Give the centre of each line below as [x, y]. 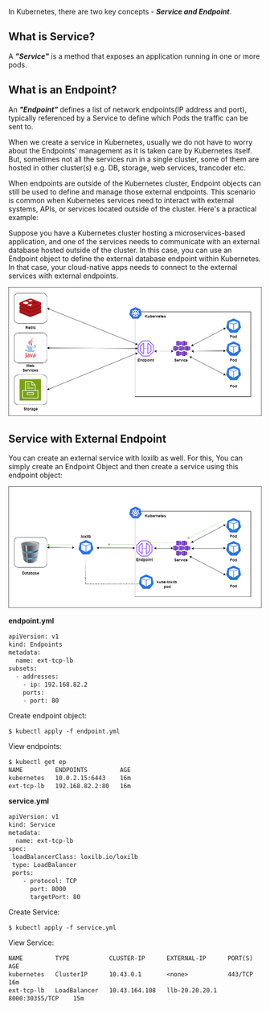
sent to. [21, 126]
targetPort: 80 [55, 897]
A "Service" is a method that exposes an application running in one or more [134, 56]
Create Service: [34, 912]
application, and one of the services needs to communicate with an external [134, 241]
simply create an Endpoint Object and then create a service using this [123, 467]
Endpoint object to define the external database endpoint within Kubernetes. [135, 258]
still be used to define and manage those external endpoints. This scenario [132, 191]
